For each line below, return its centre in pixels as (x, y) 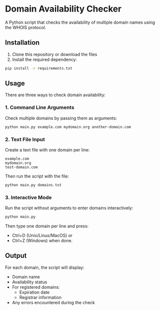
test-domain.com (21, 167)
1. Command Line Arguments (40, 107)
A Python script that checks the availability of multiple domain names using (80, 22)
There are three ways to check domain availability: (55, 95)
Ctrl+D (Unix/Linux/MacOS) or (42, 235)
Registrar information (40, 297)
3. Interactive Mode (28, 197)
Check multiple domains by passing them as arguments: (61, 118)
